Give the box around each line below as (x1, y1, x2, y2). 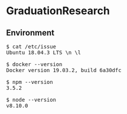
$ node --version (6, 96, 56, 103)
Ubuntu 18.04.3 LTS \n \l (6, 49, 82, 56)
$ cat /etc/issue (6, 43, 56, 50)
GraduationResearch (6, 4, 110, 18)
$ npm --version (6, 79, 53, 85)
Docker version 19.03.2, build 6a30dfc (6, 67, 122, 73)
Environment (6, 28, 55, 38)
